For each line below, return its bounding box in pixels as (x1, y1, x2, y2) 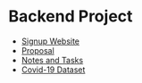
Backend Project (8, 6, 133, 27)
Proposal (21, 45, 54, 55)
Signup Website (21, 36, 80, 46)
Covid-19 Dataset (21, 64, 86, 75)
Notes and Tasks (21, 54, 84, 65)
